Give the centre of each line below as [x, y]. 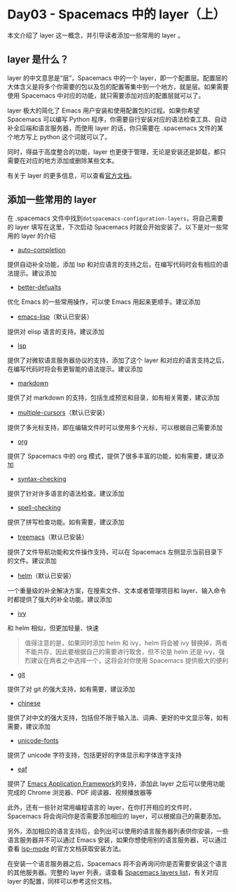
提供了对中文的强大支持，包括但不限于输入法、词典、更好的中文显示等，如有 [118, 718]
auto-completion [41, 250]
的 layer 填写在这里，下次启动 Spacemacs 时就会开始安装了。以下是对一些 [115, 227]
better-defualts [39, 287]
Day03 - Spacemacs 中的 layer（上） [117, 14]
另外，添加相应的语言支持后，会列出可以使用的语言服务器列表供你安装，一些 [118, 831]
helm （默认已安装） [46, 575]
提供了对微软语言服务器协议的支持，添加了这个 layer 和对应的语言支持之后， [118, 360]
